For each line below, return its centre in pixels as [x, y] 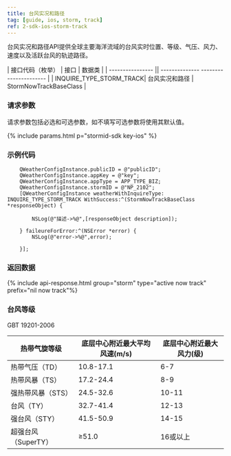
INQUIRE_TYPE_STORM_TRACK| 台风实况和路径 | [124, 79]
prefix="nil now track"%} [42, 291]
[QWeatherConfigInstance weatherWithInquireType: [92, 194]
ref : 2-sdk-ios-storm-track [47, 26]
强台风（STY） [35, 419]
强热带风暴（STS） [41, 393]
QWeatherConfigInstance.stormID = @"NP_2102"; [87, 187]
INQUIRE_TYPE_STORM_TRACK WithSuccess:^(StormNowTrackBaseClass [101, 199]
